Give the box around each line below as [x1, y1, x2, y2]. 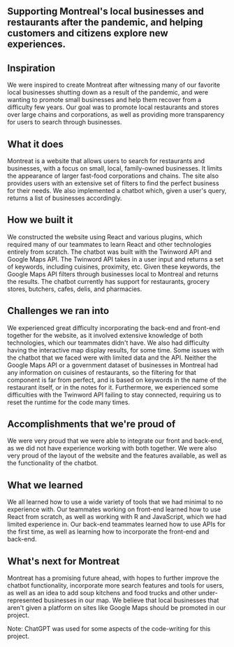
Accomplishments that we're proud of [7, 418, 176, 430]
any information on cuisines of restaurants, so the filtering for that [7, 368, 197, 376]
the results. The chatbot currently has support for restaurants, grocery [7, 277, 210, 285]
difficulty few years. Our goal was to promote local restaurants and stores [7, 103, 219, 111]
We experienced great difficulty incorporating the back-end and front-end [7, 323, 220, 332]
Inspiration [7, 62, 56, 74]
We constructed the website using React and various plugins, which [7, 232, 203, 241]
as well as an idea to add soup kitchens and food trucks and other [7, 589, 197, 597]
